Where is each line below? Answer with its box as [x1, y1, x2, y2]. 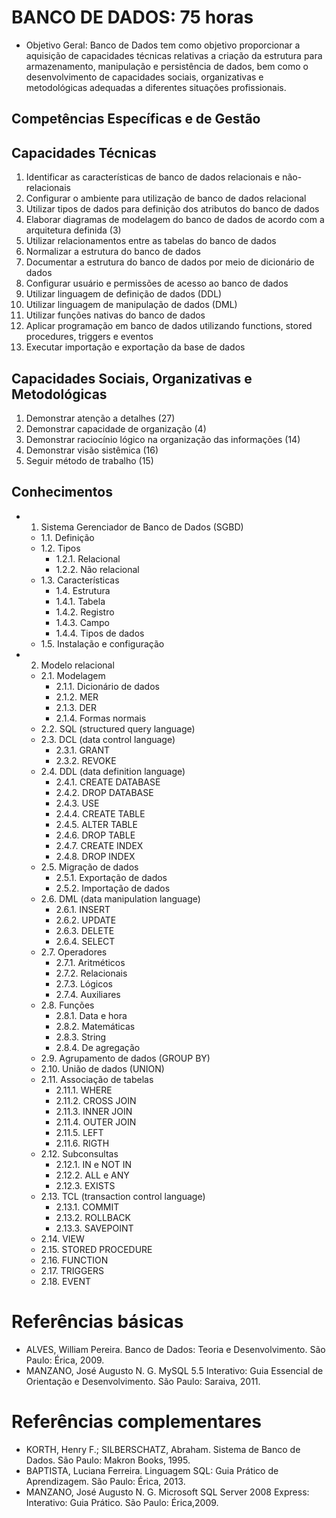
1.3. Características [40, 574, 120, 586]
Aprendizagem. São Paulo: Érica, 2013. [25, 1475, 186, 1487]
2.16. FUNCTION [40, 1254, 109, 1266]
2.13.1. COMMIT [55, 1201, 120, 1213]
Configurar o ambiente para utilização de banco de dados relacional [25, 192, 307, 205]
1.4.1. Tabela [55, 595, 106, 607]
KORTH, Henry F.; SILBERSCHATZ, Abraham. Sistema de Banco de [25, 1443, 301, 1455]
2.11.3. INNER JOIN [55, 1105, 133, 1117]
